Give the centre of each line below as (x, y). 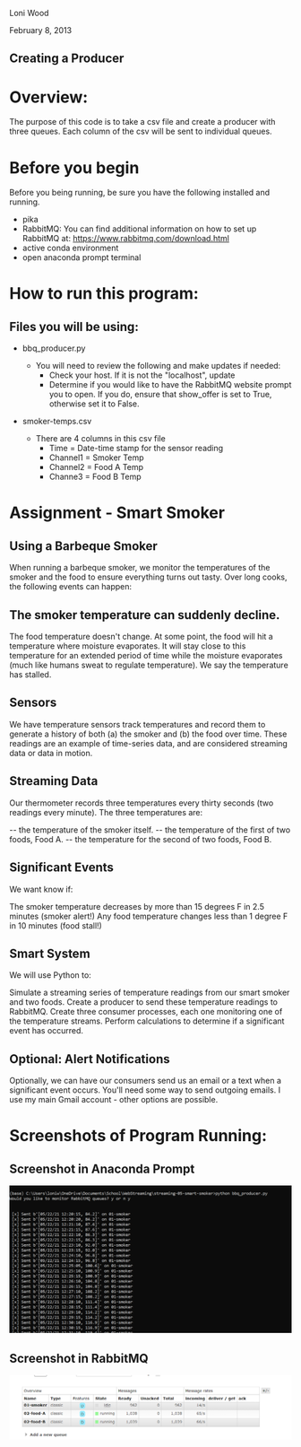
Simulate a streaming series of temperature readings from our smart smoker (150, 993)
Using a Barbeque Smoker (84, 546)
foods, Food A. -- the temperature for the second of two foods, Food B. (141, 839)
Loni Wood (29, 13)
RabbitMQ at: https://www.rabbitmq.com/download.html (126, 239)
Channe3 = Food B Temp (95, 477)
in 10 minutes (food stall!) (56, 925)
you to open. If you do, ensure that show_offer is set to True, (160, 395)
